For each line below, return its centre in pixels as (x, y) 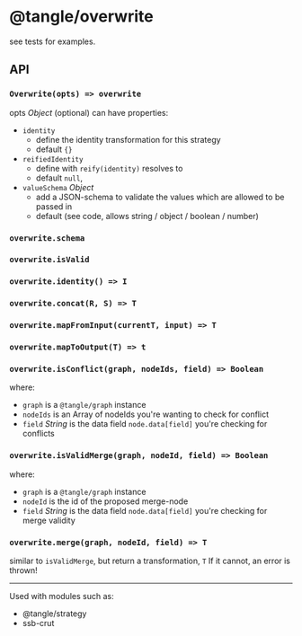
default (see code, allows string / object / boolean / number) (147, 216)
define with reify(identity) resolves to (109, 168)
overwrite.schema (47, 238)
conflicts (39, 434)
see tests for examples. (53, 41)
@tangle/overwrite (82, 17)
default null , (59, 178)
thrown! (23, 570)
